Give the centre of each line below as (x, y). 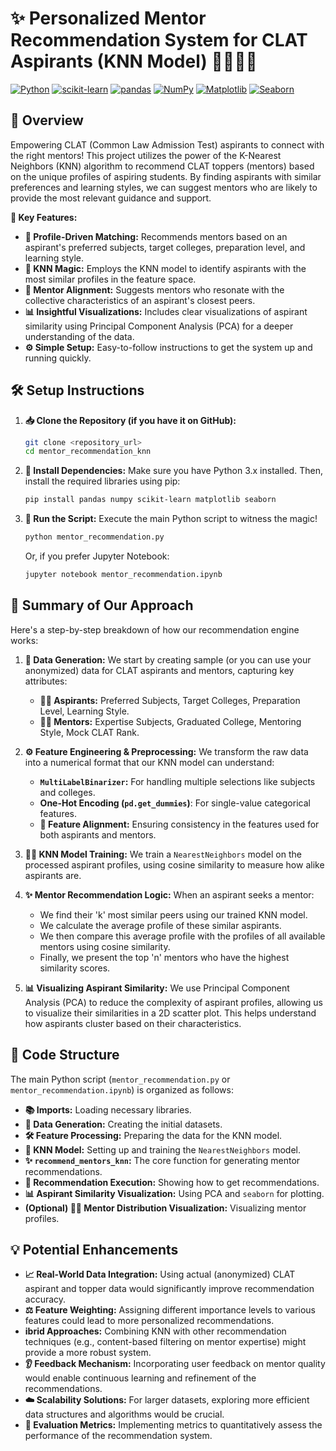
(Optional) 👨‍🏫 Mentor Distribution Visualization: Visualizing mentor (165, 1208)
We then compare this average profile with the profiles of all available (182, 936)
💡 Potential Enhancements (94, 1249)
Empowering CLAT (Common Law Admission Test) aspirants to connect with (167, 144)
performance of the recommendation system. (118, 1436)
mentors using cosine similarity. (105, 946)
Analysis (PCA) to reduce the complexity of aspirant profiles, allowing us (174, 1002)
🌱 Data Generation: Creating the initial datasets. (123, 1124)
